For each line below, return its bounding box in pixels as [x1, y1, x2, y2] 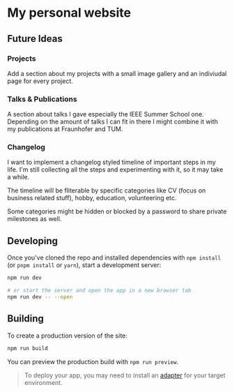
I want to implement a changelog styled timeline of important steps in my [7, 158, 216, 167]
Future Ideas [7, 33, 63, 45]
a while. [7, 173, 30, 181]
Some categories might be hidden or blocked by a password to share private [7, 207, 227, 216]
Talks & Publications [7, 94, 78, 104]
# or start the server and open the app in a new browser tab [7, 287, 192, 294]
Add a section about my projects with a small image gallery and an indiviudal [7, 69, 227, 77]
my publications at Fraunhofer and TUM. [7, 125, 123, 133]
